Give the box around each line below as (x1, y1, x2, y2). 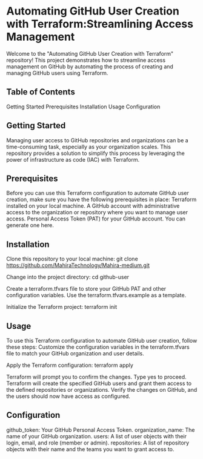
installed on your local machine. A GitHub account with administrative (6, 202, 180, 210)
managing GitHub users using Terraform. (6, 69, 108, 76)
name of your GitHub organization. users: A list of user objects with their (6, 432, 187, 440)
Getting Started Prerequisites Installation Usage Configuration (6, 103, 161, 110)
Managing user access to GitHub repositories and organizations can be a (6, 136, 189, 144)
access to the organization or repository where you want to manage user (6, 209, 188, 216)
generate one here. (6, 222, 55, 229)
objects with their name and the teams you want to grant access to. (6, 445, 175, 452)
